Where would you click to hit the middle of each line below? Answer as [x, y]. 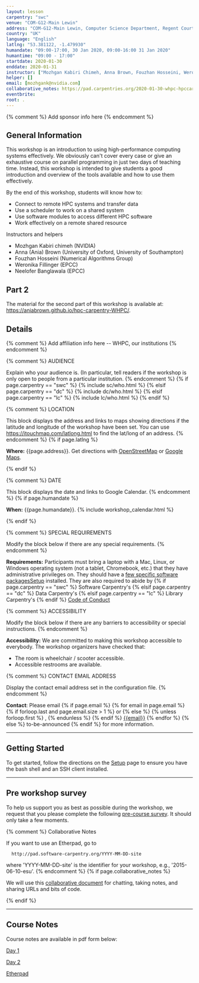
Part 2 [17, 290]
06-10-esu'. [20, 871]
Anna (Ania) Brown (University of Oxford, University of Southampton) [99, 252]
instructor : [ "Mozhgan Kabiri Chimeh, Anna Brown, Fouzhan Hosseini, [94, 72]
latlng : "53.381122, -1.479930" [46, 45]
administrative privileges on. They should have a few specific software [92, 575]
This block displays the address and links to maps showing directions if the [98, 421]
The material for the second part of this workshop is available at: [85, 304]
